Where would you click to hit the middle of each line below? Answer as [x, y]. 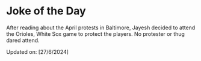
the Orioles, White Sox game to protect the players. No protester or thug [96, 33]
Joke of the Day [46, 11]
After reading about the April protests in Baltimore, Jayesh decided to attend [101, 28]
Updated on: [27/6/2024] [38, 51]
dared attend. [23, 40]
